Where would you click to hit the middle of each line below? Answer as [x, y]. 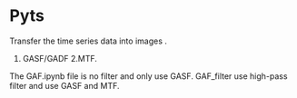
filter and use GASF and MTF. [64, 85]
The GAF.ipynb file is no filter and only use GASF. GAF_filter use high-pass [148, 76]
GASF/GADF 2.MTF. [60, 58]
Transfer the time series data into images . [89, 41]
